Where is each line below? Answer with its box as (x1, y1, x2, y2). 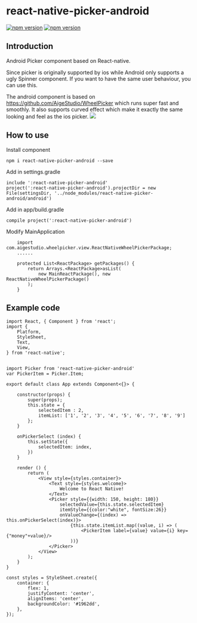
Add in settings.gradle (6, 168, 61, 175)
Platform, (17, 329, 42, 335)
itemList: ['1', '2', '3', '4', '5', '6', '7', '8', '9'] (38, 413, 186, 419)
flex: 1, (27, 585, 50, 591)
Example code (6, 303, 60, 313)
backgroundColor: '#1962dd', (27, 601, 100, 607)
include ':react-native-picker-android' (6, 179, 109, 186)
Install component (6, 146, 51, 153)
